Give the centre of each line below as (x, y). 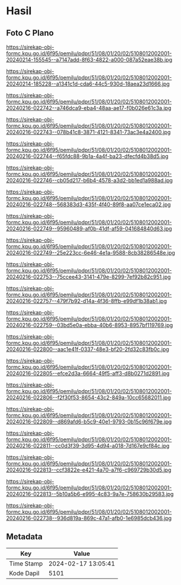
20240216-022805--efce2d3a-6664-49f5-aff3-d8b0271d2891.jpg (88, 373)
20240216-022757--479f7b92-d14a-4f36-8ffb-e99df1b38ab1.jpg (87, 301)
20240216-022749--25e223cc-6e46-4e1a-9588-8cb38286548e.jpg (90, 253)
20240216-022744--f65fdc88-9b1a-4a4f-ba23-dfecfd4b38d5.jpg (88, 156)
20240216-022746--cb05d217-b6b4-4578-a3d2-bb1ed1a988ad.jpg (90, 180)
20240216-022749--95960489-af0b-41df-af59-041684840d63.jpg (89, 229)
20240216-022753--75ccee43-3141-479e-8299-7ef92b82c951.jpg (88, 277)
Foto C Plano (30, 33)
